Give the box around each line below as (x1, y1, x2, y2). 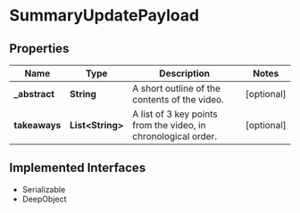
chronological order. (132, 130, 217, 143)
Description (159, 68, 211, 79)
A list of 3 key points (132, 108, 219, 120)
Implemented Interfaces (9, 160, 146, 176)
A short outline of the (132, 82, 221, 94)
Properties (9, 41, 70, 56)
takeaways (13, 119, 62, 131)
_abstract (13, 88, 55, 100)
